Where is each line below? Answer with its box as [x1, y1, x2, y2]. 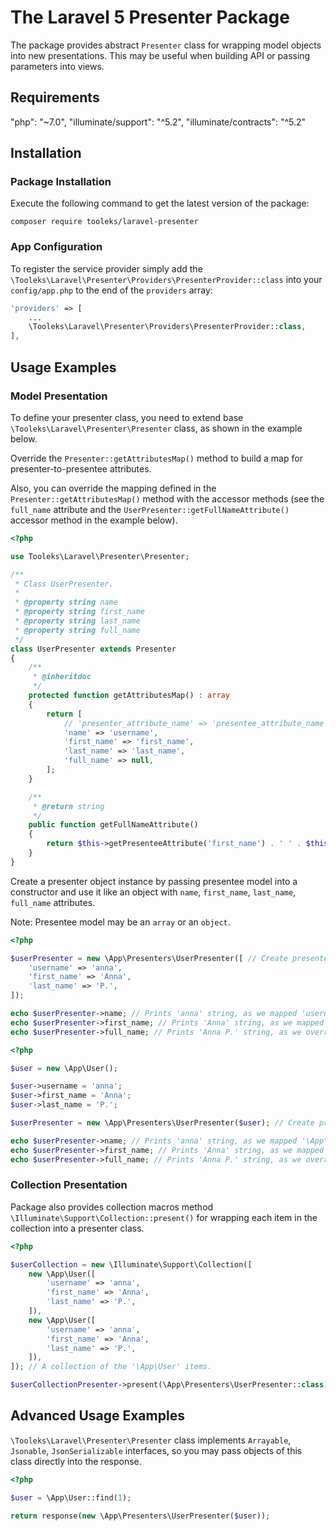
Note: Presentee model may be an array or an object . [10, 916, 231, 928]
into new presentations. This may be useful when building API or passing [10, 49, 311, 61]
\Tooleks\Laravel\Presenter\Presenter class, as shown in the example [10, 422, 303, 434]
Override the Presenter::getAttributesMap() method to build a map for [10, 452, 303, 464]
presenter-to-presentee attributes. [10, 462, 152, 475]
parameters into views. [10, 60, 105, 72]
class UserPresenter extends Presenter [10, 644, 177, 654]
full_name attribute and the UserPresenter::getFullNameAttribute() [10, 503, 290, 515]
